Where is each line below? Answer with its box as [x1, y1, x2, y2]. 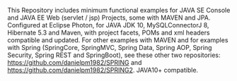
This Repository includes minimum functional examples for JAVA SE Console [7, 6, 231, 14]
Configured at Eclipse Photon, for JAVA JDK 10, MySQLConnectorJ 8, [7, 21, 209, 29]
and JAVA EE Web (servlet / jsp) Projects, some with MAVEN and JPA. [7, 13, 211, 22]
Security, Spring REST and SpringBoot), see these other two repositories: [7, 51, 221, 59]
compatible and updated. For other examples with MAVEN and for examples [7, 36, 229, 44]
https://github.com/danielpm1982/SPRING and [7, 58, 142, 66]
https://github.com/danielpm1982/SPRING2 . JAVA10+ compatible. [7, 66, 199, 74]
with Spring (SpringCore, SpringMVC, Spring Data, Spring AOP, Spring [7, 44, 212, 51]
